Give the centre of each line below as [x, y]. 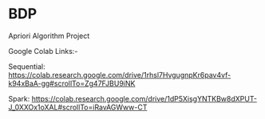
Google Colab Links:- [43, 51]
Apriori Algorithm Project [49, 36]
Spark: [19, 98]
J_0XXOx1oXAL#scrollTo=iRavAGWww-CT [78, 107]
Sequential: [27, 66]
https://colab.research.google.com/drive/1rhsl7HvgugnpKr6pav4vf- [120, 75]
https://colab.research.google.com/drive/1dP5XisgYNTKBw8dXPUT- [144, 98]
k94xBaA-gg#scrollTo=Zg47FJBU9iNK [72, 83]
